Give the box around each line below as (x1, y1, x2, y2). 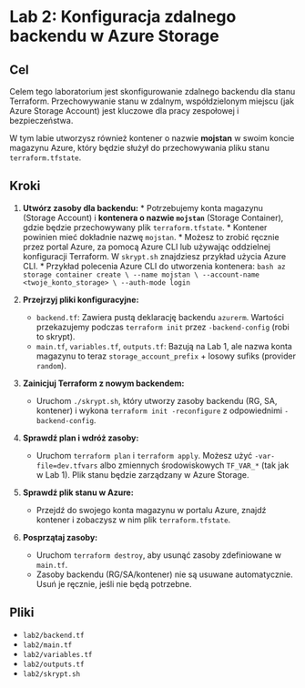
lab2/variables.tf (22, 650, 93, 659)
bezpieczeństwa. (9, 116, 74, 126)
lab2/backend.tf (22, 631, 85, 640)
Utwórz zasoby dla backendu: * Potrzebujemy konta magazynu (22, 202, 264, 213)
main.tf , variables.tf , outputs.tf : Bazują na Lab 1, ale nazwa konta (36, 340, 293, 351)
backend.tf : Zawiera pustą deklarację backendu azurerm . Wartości (36, 311, 285, 322)
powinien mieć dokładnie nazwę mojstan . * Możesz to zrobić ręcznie (22, 231, 280, 242)
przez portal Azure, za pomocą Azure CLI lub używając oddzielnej (22, 241, 271, 252)
